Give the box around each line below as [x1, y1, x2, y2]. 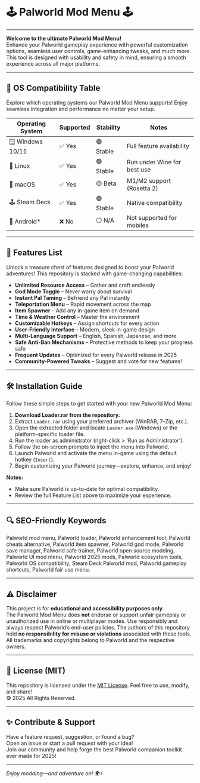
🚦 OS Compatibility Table [6, 83, 101, 93]
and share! [6, 688, 33, 695]
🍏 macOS [9, 180, 36, 189]
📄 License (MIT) [6, 666, 65, 676]
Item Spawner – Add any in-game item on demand [14, 306, 140, 314]
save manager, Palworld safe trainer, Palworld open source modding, [6, 547, 176, 554]
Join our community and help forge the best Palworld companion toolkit [6, 745, 182, 753]
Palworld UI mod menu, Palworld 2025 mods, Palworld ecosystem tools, [6, 554, 183, 561]
